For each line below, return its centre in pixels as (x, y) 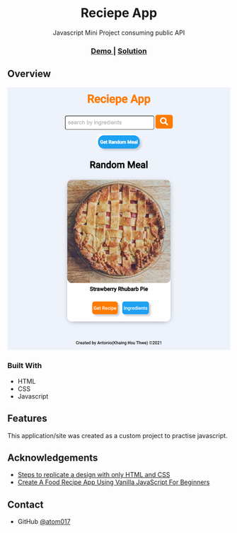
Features (27, 419)
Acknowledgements (53, 458)
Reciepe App (119, 13)
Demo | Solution (119, 51)
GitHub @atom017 (44, 522)
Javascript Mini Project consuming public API (119, 33)
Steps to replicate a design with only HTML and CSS (94, 475)
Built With (25, 366)
